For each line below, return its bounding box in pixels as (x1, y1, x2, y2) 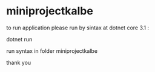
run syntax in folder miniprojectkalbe (6, 47, 98, 55)
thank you (6, 59, 31, 66)
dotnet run (6, 35, 33, 43)
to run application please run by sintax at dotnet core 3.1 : (6, 24, 150, 31)
